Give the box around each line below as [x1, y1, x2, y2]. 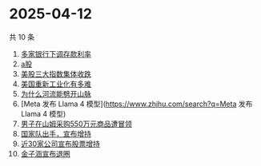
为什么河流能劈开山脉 [20, 89, 91, 98]
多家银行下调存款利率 [20, 49, 91, 58]
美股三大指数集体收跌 [20, 69, 91, 78]
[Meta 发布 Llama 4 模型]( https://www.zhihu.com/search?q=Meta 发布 [20, 99, 253, 109]
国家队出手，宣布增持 [20, 128, 91, 138]
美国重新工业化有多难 [20, 79, 91, 89]
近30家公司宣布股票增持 [20, 139, 101, 148]
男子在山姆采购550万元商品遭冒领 [20, 119, 133, 128]
